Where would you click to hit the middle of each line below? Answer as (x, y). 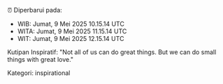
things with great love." (41, 59)
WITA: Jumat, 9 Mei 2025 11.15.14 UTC (72, 31)
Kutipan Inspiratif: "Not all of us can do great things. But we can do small (112, 52)
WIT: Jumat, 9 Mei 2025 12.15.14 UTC (71, 39)
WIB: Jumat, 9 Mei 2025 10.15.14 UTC (71, 24)
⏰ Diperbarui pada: (35, 10)
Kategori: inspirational (39, 73)
